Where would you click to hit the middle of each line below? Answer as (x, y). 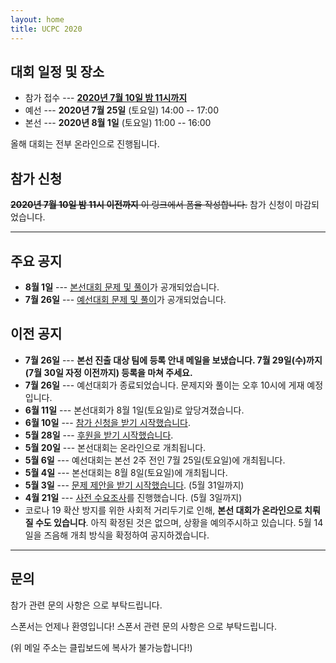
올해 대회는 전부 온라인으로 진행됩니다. (85, 144)
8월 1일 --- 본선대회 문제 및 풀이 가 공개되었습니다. (122, 287)
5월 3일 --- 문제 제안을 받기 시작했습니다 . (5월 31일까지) (134, 485)
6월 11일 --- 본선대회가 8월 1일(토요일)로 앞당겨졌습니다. (134, 410)
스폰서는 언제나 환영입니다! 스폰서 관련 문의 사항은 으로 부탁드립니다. (143, 626)
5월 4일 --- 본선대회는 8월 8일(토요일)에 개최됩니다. (126, 472)
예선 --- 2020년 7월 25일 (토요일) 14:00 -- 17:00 (121, 110)
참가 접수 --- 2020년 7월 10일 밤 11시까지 (106, 98)
